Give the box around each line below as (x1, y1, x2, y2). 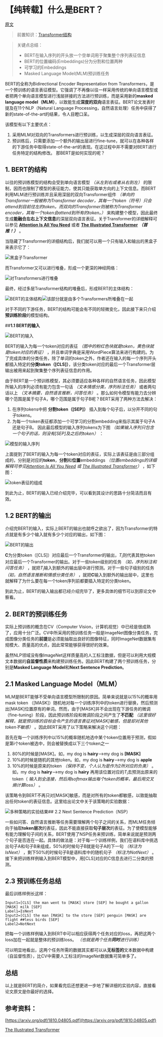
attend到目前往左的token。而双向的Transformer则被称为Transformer (5, 203, 143, 209)
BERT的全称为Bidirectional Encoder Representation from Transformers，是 (5, 81, 154, 86)
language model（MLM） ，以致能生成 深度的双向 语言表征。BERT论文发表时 (5, 99, 155, 105)
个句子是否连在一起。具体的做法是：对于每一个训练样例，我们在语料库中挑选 (5, 837, 158, 843)
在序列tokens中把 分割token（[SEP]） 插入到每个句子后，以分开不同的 (12, 406, 153, 412)
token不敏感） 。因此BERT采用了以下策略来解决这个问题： (5, 724, 122, 730)
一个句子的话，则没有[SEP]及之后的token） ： (12, 430, 104, 436)
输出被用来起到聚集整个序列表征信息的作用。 (5, 367, 95, 373)
